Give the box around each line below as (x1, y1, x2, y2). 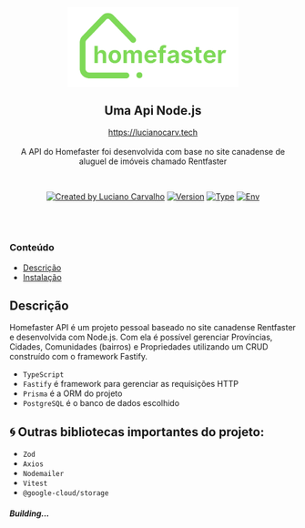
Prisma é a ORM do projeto (22, 388, 123, 399)
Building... (9, 508, 50, 519)
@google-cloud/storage (22, 489, 109, 498)
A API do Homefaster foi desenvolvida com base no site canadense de (21, 147, 285, 157)
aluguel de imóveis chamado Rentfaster (78, 156, 228, 167)
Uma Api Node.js (104, 103, 202, 118)
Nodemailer (22, 470, 65, 479)
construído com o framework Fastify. (9, 351, 148, 362)
